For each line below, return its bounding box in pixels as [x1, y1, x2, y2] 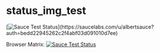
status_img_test [6, 4, 87, 17]
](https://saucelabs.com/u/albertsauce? [58, 23, 155, 30]
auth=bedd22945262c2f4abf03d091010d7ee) [6, 29, 118, 36]
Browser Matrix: [6, 41, 45, 48]
